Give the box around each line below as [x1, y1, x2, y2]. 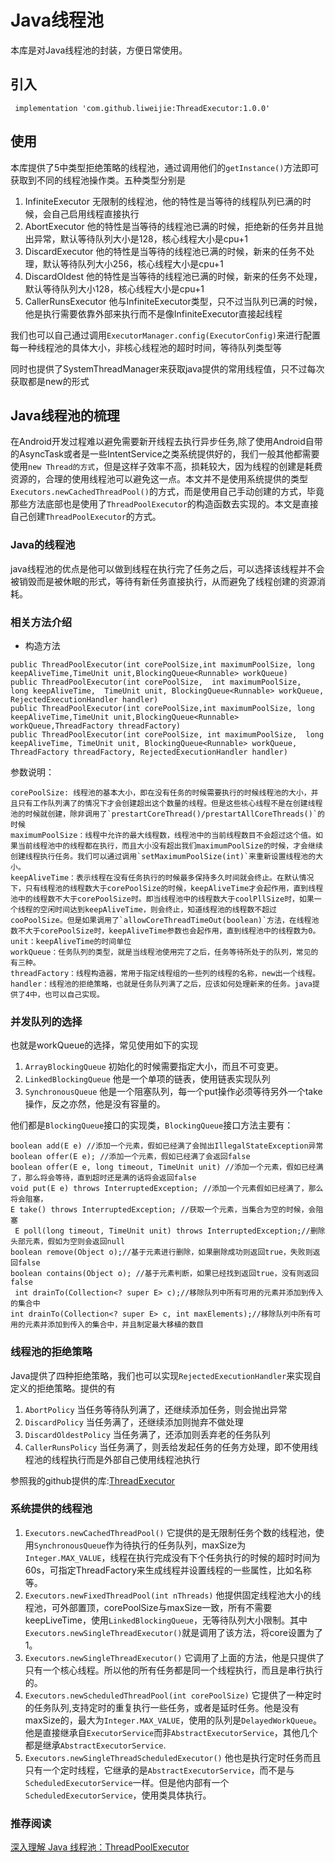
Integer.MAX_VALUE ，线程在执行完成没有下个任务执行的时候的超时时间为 [24, 1551, 321, 1563]
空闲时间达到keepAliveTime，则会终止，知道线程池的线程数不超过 [39, 904, 278, 915]
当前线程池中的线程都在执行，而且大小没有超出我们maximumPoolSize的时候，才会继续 [17, 841, 323, 851]
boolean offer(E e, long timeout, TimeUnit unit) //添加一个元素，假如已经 [10, 1162, 317, 1173]
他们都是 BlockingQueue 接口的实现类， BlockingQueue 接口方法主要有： [10, 1119, 294, 1131]
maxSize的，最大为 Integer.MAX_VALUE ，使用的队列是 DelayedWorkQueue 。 [24, 1714, 322, 1726]
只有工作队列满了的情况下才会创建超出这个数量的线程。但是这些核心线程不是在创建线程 [17, 798, 323, 808]
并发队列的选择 [10, 1014, 83, 1028]
